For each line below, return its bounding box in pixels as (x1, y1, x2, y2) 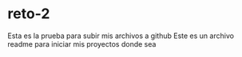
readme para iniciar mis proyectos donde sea (7, 39, 157, 48)
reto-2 (7, 5, 50, 23)
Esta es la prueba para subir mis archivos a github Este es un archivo (7, 31, 235, 40)
